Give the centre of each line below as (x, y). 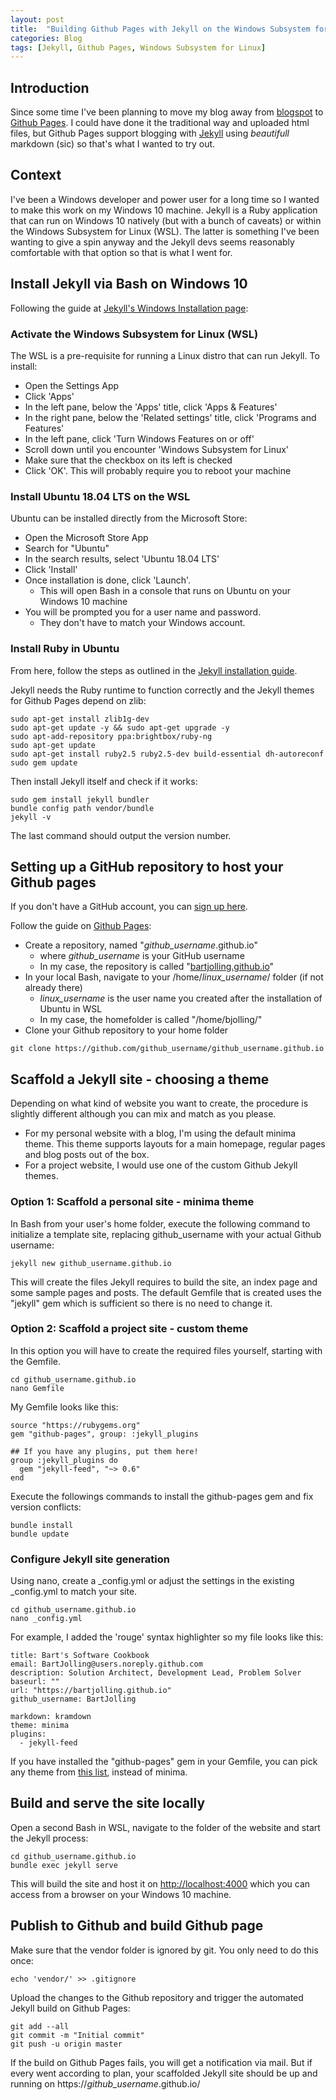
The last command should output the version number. (121, 835)
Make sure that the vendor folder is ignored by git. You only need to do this (164, 1950)
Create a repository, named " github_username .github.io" (141, 945)
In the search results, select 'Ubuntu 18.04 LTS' (122, 559)
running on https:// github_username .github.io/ (105, 2083)
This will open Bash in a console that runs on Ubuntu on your (165, 591)
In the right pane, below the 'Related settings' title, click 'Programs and (170, 417)
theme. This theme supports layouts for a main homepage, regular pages (175, 1144)
